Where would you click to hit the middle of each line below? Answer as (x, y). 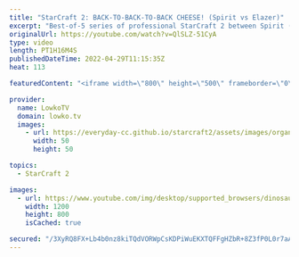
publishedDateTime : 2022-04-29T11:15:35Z (87, 59)
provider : (28, 99)
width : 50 (51, 141)
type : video (31, 42)
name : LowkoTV (43, 108)
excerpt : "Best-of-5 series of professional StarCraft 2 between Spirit (147, 26)
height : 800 (47, 215)
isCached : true (53, 223)
